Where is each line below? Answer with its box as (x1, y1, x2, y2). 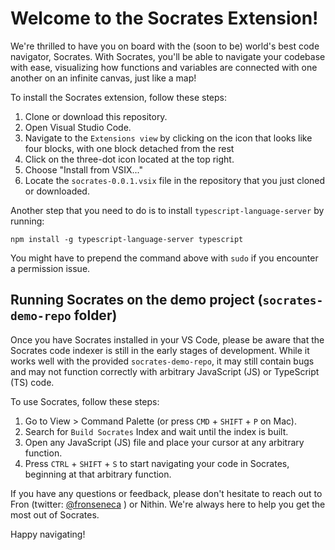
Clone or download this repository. (24, 110, 168, 122)
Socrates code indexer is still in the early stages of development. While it (10, 344, 310, 356)
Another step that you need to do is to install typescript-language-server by (10, 204, 325, 216)
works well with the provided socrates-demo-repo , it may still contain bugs (10, 355, 315, 367)
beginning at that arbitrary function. (24, 468, 172, 480)
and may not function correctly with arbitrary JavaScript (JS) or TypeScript (10, 365, 320, 377)
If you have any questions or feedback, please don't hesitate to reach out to (10, 487, 323, 499)
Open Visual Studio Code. (24, 121, 132, 133)
